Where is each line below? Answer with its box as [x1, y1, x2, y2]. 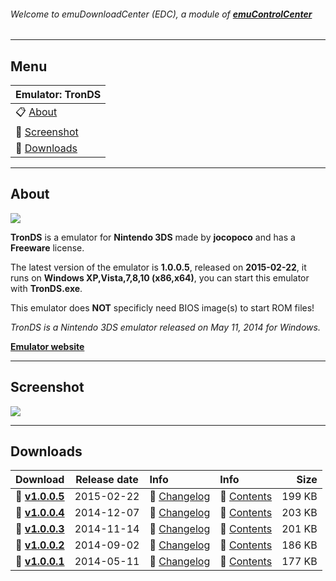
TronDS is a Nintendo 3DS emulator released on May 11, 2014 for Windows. [10, 321, 321, 333]
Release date [75, 473, 139, 487]
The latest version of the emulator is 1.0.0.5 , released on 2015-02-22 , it [10, 261, 307, 273]
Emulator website [10, 340, 85, 352]
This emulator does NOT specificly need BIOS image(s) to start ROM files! [10, 301, 315, 314]
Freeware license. [10, 241, 85, 254]
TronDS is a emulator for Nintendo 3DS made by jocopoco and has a [10, 231, 296, 243]
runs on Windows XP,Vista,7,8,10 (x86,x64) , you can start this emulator [10, 271, 310, 284]
